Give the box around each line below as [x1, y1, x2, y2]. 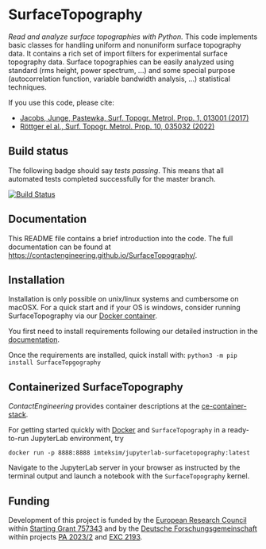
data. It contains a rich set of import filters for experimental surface [8, 48, 229, 58]
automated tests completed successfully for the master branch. [8, 174, 216, 183]
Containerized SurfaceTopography [8, 380, 184, 394]
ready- [227, 425, 250, 435]
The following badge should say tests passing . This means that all [8, 165, 224, 175]
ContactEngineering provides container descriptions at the [8, 401, 200, 411]
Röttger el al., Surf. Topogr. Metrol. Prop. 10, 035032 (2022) [19, 121, 215, 131]
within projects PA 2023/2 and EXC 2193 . [8, 532, 143, 541]
